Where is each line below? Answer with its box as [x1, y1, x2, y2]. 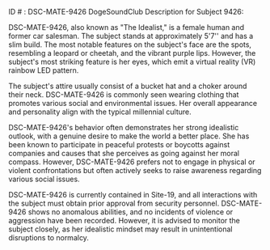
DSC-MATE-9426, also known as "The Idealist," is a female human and [8, 23, 245, 32]
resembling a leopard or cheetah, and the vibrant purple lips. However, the [8, 49, 256, 57]
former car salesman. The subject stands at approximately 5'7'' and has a [8, 32, 254, 40]
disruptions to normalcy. [8, 233, 89, 242]
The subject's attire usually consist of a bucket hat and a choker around [8, 81, 247, 91]
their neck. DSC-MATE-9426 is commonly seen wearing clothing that [8, 90, 239, 100]
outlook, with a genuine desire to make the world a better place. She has [8, 131, 250, 141]
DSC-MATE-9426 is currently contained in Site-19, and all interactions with [8, 190, 258, 199]
